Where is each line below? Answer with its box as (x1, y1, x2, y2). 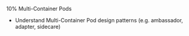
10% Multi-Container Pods (6, 5, 72, 12)
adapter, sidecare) (14, 23, 61, 30)
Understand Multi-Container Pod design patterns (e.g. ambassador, (14, 17, 183, 23)
